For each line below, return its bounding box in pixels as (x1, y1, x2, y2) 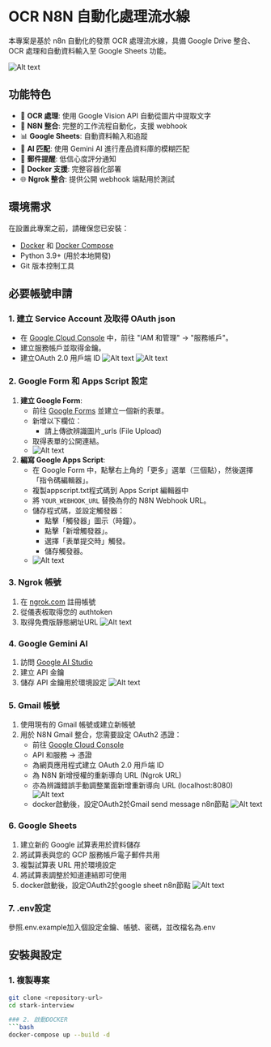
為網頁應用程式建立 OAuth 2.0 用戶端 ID (32, 760, 164, 770)
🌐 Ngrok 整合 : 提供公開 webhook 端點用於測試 (19, 174, 176, 183)
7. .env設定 (8, 902, 51, 913)
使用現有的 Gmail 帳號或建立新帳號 (19, 719, 136, 730)
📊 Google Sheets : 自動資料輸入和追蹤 (19, 131, 148, 140)
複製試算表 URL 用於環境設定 (19, 860, 117, 869)
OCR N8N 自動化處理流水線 (8, 7, 190, 26)
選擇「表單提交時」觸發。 (44, 536, 130, 546)
